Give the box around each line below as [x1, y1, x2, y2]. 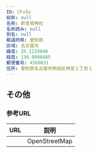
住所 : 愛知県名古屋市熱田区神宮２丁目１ [6, 65, 93, 72]
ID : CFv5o [6, 8, 31, 15]
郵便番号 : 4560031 [6, 59, 50, 66]
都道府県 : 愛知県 [6, 37, 44, 43]
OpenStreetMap [27, 137, 73, 146]
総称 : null [6, 15, 32, 21]
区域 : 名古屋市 [6, 43, 39, 49]
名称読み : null [6, 25, 41, 32]
